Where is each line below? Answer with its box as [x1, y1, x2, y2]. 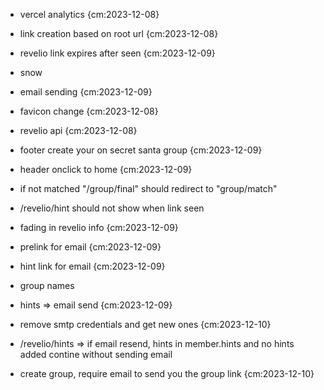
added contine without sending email [19, 349, 173, 360]
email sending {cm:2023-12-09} [19, 86, 153, 98]
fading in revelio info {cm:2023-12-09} [19, 222, 179, 233]
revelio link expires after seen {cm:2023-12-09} [19, 47, 216, 59]
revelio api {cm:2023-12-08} [19, 125, 138, 136]
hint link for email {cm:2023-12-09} [19, 260, 166, 272]
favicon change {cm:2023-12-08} [19, 105, 159, 117]
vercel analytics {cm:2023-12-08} [19, 9, 160, 20]
